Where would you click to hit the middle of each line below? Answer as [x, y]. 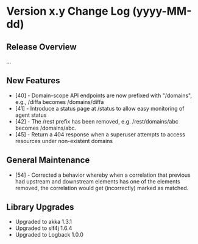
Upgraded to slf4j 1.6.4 [44, 228]
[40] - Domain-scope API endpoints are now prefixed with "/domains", [103, 95]
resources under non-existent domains [64, 141]
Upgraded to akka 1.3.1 [43, 222]
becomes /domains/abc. [46, 128]
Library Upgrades [40, 207]
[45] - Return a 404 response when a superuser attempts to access [100, 134]
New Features [33, 81]
